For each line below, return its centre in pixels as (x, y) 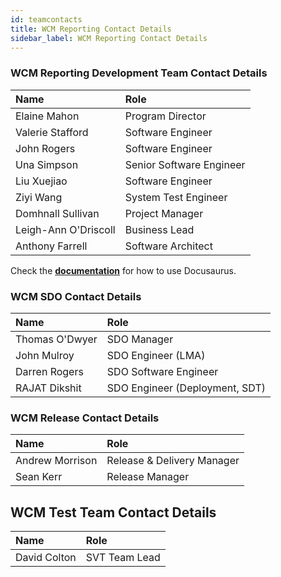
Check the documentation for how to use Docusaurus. (123, 270)
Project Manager (164, 213)
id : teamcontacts (46, 19)
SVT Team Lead (123, 558)
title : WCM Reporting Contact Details (91, 29)
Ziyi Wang (39, 197)
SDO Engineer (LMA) (156, 355)
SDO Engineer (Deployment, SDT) (186, 388)
